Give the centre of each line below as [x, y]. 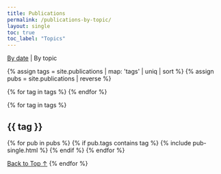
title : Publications [37, 13]
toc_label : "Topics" [37, 39]
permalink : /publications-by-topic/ [59, 20]
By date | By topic [32, 58]
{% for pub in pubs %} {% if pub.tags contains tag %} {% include [99, 143]
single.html [23, 150]
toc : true [21, 32]
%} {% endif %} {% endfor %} [82, 150]
